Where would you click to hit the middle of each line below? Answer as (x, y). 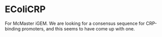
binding (13, 28)
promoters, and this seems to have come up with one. (78, 28)
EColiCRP (25, 9)
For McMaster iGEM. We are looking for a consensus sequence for (75, 23)
